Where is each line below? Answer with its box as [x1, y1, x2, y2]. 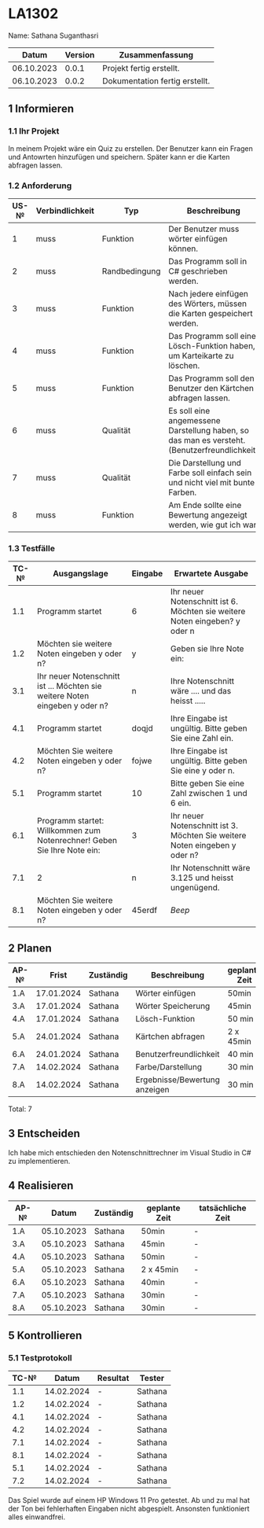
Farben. [168, 487, 197, 498]
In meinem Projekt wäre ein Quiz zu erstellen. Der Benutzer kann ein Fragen [8, 143, 253, 153]
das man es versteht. [168, 434, 246, 445]
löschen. [168, 359, 200, 370]
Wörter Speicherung [135, 1000, 211, 1011]
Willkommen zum [36, 825, 101, 836]
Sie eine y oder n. [170, 765, 235, 776]
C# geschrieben [168, 265, 228, 276]
